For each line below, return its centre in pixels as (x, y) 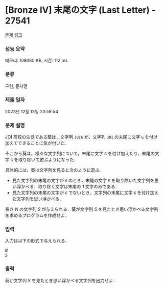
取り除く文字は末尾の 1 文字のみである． (79, 187)
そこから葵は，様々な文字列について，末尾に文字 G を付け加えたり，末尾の (80, 154)
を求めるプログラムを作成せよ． (37, 216)
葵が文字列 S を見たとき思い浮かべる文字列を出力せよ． (61, 280)
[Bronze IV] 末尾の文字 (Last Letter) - (80, 10)
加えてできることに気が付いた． (37, 143)
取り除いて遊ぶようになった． (48, 160)
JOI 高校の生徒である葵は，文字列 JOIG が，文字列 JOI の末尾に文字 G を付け (82, 137)
